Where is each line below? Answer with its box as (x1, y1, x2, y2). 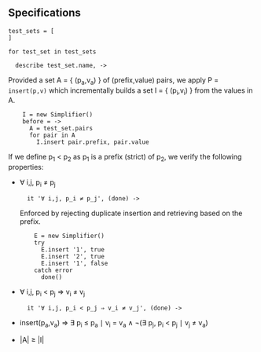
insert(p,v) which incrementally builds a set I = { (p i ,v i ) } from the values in (8, 86, 253, 97)
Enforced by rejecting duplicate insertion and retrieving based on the (19, 208, 243, 218)
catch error (34, 266, 73, 274)
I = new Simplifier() (22, 111, 93, 119)
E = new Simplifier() (34, 232, 105, 240)
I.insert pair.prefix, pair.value (36, 138, 149, 146)
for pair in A (28, 131, 76, 140)
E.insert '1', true (40, 246, 105, 254)
